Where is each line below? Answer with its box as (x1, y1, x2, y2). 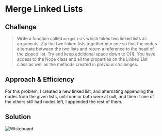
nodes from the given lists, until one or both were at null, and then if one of (5, 93, 154, 99)
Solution (5, 113, 31, 121)
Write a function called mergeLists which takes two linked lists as (16, 35, 147, 41)
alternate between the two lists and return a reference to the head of (16, 46, 154, 51)
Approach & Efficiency (5, 75, 74, 84)
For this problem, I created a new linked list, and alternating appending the (5, 88, 154, 94)
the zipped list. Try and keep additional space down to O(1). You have (16, 51, 156, 57)
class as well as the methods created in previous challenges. (16, 62, 138, 67)
